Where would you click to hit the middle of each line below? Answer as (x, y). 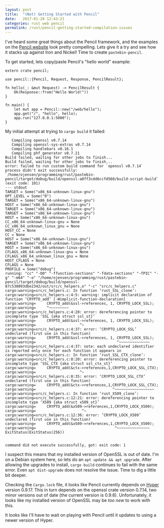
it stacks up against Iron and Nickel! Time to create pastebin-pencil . (74, 53)
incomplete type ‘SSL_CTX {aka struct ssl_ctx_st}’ (59, 364)
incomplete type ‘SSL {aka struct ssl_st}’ (50, 317)
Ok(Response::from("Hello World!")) (51, 92)
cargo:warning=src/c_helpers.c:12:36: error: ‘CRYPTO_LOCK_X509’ (73, 415)
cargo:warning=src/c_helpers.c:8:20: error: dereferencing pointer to (79, 359)
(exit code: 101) (23, 184)
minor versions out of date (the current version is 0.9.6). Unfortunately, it (78, 495)
